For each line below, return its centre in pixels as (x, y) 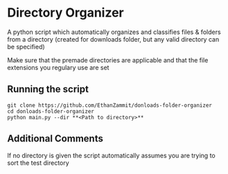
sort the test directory (38, 163)
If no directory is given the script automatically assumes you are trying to (112, 155)
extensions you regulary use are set (58, 67)
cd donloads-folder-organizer (51, 111)
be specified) (26, 46)
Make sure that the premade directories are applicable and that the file (108, 60)
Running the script (48, 89)
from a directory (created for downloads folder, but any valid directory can (113, 39)
